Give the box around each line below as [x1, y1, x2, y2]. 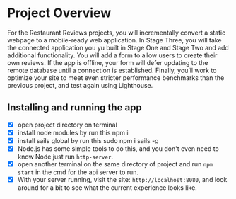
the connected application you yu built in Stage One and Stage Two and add [7, 43, 230, 52]
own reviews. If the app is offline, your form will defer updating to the [7, 58, 208, 67]
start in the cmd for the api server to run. [17, 168, 139, 176]
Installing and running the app [7, 101, 143, 114]
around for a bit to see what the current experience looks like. [17, 183, 198, 192]
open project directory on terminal [17, 120, 118, 129]
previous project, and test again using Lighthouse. [7, 81, 153, 89]
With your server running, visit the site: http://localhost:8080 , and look [17, 176, 228, 184]
